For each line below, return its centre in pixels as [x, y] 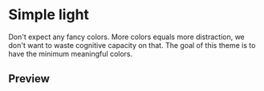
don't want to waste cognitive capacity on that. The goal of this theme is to [132, 45]
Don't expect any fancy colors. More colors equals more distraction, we [126, 37]
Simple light [49, 15]
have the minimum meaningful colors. [71, 53]
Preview [29, 79]
